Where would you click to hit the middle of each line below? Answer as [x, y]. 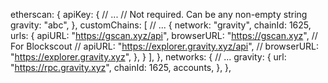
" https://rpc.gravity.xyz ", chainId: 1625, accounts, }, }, [121, 67]
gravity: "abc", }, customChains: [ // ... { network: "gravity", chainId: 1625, [161, 25]
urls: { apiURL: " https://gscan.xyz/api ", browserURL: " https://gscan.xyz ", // [164, 35]
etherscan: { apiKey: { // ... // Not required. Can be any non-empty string [159, 14]
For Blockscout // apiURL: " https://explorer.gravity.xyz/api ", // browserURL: [165, 46]
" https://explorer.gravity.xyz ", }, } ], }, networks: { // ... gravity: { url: [148, 57]
